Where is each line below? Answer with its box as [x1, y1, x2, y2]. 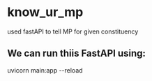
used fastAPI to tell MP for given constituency [7, 27, 139, 36]
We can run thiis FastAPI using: [7, 47, 146, 59]
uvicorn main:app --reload [7, 66, 83, 74]
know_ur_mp [7, 4, 84, 20]
